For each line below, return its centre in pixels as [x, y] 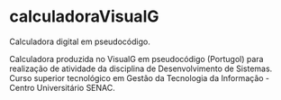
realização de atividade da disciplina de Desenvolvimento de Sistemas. [141, 68]
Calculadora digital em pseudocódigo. [80, 41]
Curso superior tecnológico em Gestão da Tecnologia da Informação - [140, 77]
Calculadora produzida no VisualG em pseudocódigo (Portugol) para [136, 59]
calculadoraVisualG [84, 17]
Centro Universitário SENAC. [62, 87]
